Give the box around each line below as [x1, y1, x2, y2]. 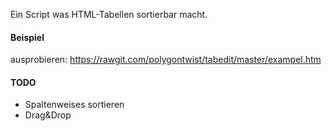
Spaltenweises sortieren [24, 99, 125, 111]
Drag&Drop [24, 109, 72, 121]
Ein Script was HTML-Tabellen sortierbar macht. [10, 9, 208, 20]
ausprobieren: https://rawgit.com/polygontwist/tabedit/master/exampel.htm [10, 54, 322, 66]
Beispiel [10, 31, 45, 43]
